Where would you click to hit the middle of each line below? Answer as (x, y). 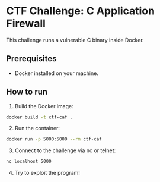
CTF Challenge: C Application (81, 11)
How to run (27, 92)
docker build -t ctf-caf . (39, 117)
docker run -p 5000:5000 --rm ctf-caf (54, 139)
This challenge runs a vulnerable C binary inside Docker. (75, 40)
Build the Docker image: (44, 106)
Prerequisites (31, 59)
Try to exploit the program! (47, 173)
